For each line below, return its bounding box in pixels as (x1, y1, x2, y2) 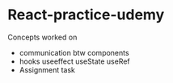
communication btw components (19, 48, 130, 57)
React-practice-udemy (7, 6, 165, 24)
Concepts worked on (7, 32, 78, 42)
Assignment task (19, 64, 76, 74)
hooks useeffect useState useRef (19, 56, 130, 66)
